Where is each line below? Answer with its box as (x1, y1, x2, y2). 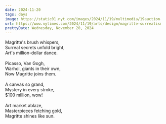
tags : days (5, 12, 28, 17)
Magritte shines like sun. (5, 113, 55, 119)
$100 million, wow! (5, 92, 43, 98)
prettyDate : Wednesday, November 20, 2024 (5, 26, 94, 31)
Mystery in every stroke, (5, 87, 55, 93)
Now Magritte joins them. (5, 71, 57, 77)
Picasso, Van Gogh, (5, 61, 45, 66)
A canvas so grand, (5, 81, 44, 87)
